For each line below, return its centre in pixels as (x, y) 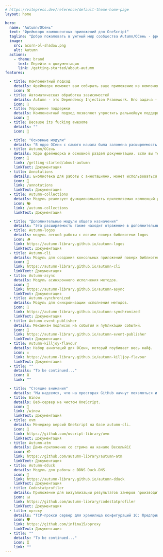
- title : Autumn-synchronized (40, 298)
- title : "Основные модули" (38, 140)
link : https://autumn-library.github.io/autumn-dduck (69, 479)
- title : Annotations (31, 172)
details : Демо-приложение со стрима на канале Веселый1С (73, 447)
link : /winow (27, 411)
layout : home (18, 14)
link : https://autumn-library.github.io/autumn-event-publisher (80, 334)
